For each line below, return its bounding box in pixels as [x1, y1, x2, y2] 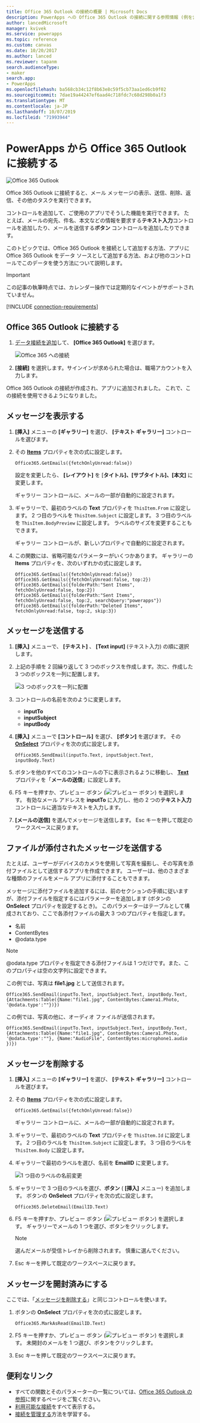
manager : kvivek [6, 25, 46, 32]
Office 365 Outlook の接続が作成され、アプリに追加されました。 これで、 [6, 385, 186, 391]
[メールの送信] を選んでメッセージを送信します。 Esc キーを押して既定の [14, 816, 193, 823]
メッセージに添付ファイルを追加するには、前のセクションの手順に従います [6, 888, 189, 895]
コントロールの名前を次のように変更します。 [14, 695, 124, 703]
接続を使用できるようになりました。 [11, 392, 100, 399]
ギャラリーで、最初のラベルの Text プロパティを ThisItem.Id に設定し [14, 1131, 186, 1139]
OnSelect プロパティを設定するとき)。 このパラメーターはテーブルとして [6, 903, 185, 910]
